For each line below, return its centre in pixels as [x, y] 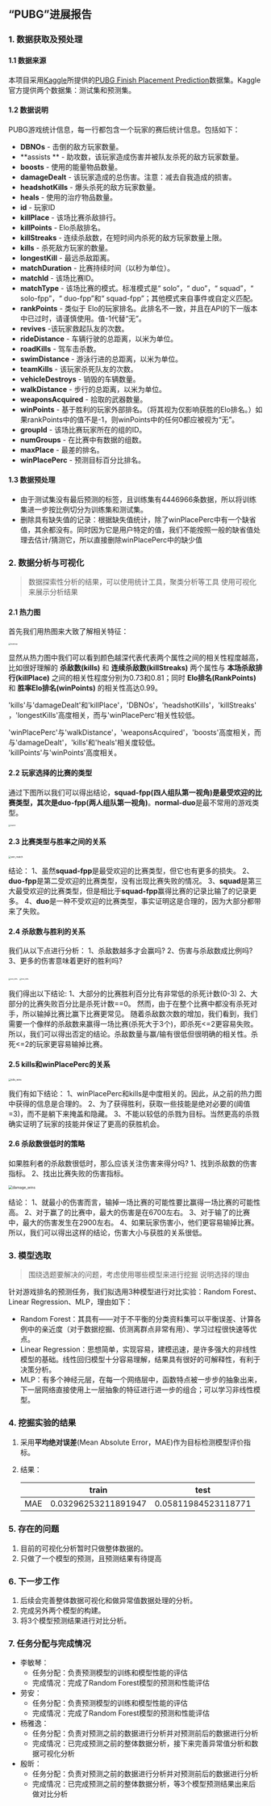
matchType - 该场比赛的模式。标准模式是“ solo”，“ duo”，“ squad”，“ [137, 288]
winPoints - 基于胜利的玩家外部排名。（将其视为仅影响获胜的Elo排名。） [138, 409]
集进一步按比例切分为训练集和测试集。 [83, 509]
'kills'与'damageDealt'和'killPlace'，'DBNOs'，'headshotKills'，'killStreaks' [132, 705]
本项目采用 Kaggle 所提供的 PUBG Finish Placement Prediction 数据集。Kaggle [135, 80]
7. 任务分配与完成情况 [50, 1644]
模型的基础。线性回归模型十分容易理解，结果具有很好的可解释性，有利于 [140, 1360]
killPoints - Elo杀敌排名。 [62, 227]
